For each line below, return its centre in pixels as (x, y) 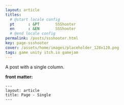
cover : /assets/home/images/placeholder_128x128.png (62, 48)
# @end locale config (33, 33)
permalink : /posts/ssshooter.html (42, 39)
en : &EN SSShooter (43, 29)
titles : (13, 15)
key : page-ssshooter (27, 43)
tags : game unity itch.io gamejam (42, 52)
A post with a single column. (35, 67)
